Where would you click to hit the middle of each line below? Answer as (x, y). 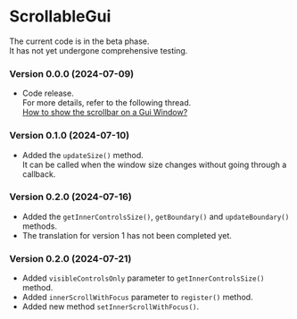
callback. (39, 174)
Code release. (48, 93)
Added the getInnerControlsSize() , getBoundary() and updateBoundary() (156, 216)
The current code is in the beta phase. (79, 41)
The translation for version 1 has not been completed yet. (127, 235)
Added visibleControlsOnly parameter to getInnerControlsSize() (143, 278)
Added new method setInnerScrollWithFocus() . (111, 306)
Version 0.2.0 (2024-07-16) (70, 197)
